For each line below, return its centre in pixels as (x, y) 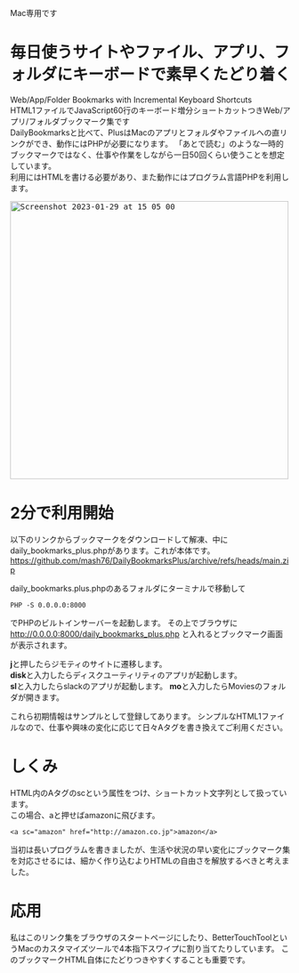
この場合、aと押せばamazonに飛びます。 (85, 815)
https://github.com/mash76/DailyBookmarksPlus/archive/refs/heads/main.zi (149, 560)
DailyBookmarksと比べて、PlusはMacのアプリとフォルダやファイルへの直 (145, 133)
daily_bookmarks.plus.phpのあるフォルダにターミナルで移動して (128, 588)
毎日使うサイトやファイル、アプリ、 (142, 52)
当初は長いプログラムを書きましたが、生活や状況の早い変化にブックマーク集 (150, 849)
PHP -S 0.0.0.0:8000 (48, 605)
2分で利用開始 (62, 513)
